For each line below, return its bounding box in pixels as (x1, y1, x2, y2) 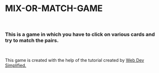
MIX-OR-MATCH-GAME (5, 3, 103, 14)
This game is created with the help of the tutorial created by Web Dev (5, 58, 144, 63)
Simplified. (5, 62, 27, 68)
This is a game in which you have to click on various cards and (5, 31, 155, 38)
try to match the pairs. (5, 37, 59, 44)
